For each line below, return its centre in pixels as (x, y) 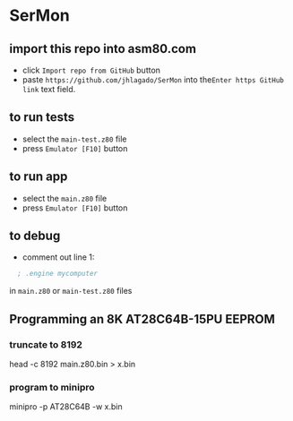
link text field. (49, 89)
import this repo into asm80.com (103, 49)
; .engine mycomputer (58, 274)
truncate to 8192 (46, 344)
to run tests (42, 117)
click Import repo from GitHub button (91, 70)
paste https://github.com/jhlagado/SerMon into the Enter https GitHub (153, 80)
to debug (35, 236)
